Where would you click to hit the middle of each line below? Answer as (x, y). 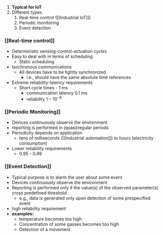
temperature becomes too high (50, 219)
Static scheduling (37, 62)
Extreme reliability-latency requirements (52, 82)
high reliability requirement (39, 209)
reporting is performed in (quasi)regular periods (60, 128)
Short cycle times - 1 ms (43, 88)
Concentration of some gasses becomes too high (69, 224)
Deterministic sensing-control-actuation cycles (59, 52)
